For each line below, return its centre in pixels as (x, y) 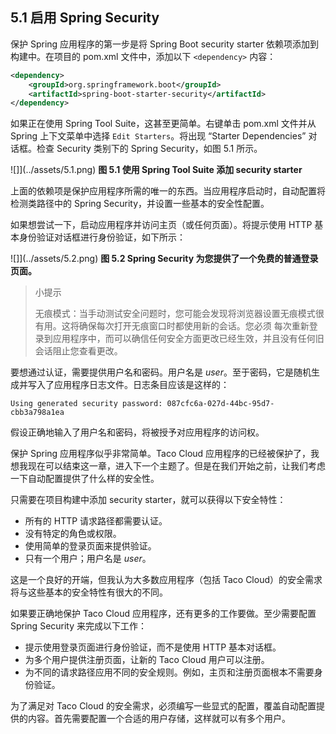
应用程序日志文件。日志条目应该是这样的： (141, 385)
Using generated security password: (86, 404)
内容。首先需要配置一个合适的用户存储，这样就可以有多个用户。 (159, 719)
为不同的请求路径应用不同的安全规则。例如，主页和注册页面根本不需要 (169, 672)
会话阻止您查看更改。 (78, 351)
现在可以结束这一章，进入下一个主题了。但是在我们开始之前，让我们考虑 (176, 466)
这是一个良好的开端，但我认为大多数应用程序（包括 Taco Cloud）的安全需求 (166, 580)
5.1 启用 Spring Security (85, 18)
